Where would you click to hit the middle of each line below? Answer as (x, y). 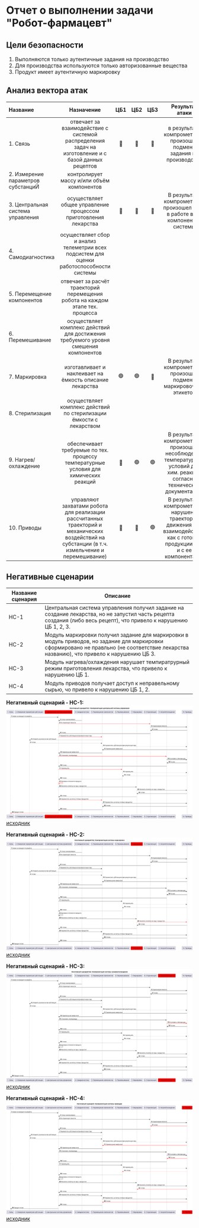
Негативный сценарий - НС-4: (46, 1098)
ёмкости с (85, 419)
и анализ (85, 241)
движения (179, 525)
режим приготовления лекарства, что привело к (106, 668)
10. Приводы (25, 528)
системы (85, 273)
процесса (85, 312)
